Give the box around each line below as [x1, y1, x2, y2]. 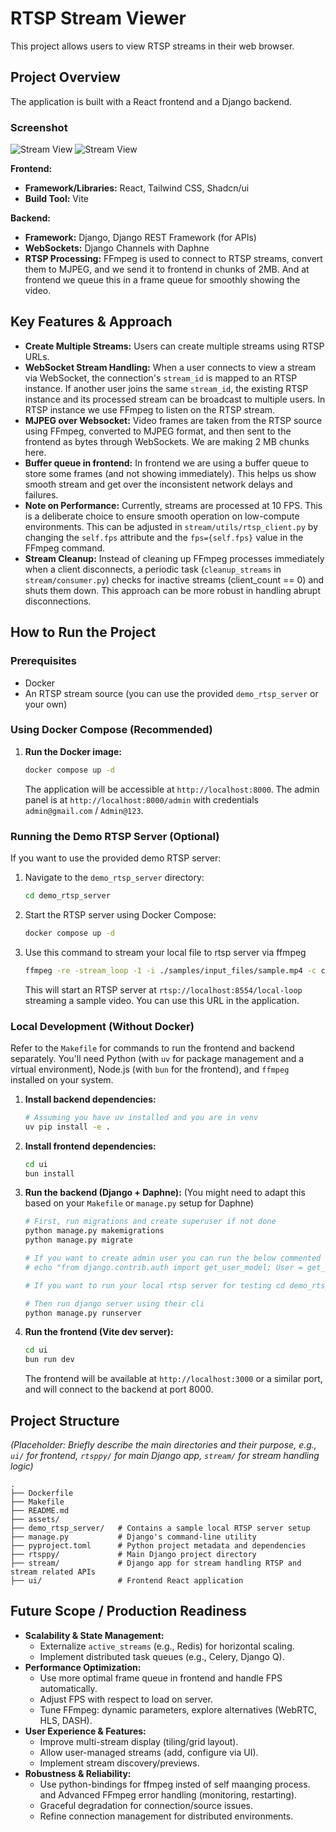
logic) [10, 1460, 34, 1472]
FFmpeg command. [24, 542, 106, 554]
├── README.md [10, 1506, 70, 1516]
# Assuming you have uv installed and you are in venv [24, 1112, 259, 1122]
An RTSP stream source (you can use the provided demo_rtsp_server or [24, 687, 319, 699]
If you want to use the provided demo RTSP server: [10, 852, 222, 864]
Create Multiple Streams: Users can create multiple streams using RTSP [24, 340, 325, 352]
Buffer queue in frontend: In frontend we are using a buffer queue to [24, 457, 310, 469]
